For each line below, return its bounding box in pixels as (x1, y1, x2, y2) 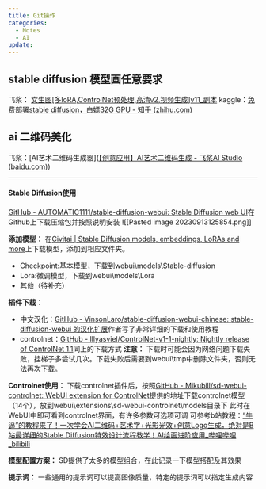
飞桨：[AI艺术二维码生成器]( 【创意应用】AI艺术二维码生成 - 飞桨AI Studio (8, 152, 243, 162)
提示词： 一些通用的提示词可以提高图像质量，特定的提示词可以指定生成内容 (8, 472, 253, 482)
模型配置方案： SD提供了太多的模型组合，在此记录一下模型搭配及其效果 (8, 455, 242, 464)
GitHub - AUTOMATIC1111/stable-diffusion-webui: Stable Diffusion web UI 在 (8, 207, 255, 216)
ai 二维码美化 (8, 130, 72, 143)
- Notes (15, 26, 41, 34)
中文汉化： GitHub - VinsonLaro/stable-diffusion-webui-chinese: (19, 314, 230, 323)
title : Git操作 (8, 11, 56, 20)
